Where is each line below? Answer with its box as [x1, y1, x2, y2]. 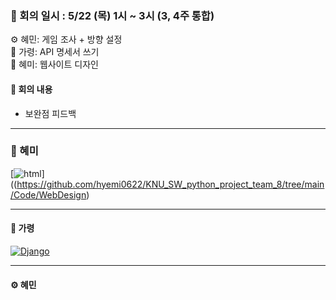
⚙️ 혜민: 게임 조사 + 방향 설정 [10, 33, 123, 46]
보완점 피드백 [24, 107, 77, 119]
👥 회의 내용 [10, 83, 53, 95]
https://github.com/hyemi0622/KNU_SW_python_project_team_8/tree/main [16, 178, 325, 190]
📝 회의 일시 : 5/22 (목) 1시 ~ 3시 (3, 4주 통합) [10, 8, 215, 22]
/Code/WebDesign [10, 188, 87, 201]
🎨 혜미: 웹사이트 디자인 [10, 58, 99, 71]
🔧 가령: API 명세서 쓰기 [10, 46, 100, 58]
